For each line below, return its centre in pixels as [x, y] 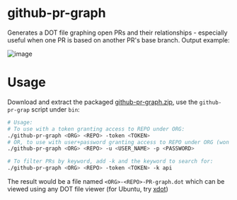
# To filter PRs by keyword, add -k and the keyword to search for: [110, 161]
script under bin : [56, 109]
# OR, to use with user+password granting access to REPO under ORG [110, 142]
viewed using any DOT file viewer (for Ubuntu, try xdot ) [88, 189]
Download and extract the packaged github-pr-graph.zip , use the [103, 102]
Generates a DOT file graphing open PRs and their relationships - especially [117, 33]
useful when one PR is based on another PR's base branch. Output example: [118, 40]
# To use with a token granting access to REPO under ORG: [96, 129]
